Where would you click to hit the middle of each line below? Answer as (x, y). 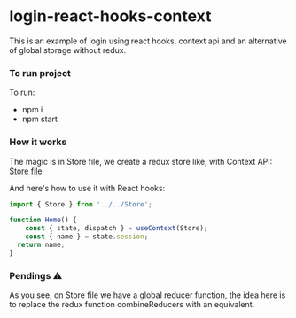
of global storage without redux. (68, 50)
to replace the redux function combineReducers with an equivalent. (132, 305)
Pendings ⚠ (36, 275)
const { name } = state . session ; (87, 237)
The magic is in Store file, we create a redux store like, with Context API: (141, 161)
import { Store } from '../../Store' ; (81, 204)
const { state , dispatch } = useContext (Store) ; (117, 229)
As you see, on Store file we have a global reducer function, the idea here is (148, 295)
